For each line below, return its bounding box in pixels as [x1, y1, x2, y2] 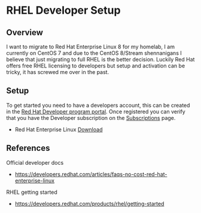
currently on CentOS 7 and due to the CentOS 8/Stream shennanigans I [6, 50, 182, 57]
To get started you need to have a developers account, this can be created [6, 101, 190, 109]
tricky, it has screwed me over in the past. [6, 69, 109, 75]
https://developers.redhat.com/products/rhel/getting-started [14, 200, 165, 207]
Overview [6, 27, 44, 38]
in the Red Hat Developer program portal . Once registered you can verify [6, 108, 185, 115]
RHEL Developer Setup [6, 4, 121, 17]
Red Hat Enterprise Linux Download [14, 126, 103, 133]
